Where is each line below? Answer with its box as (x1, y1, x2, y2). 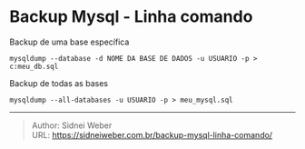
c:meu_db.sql (9, 62, 59, 71)
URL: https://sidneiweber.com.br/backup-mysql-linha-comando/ (31, 129, 273, 140)
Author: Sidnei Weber (31, 120, 113, 131)
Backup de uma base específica (9, 36, 130, 47)
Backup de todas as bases (9, 77, 109, 88)
